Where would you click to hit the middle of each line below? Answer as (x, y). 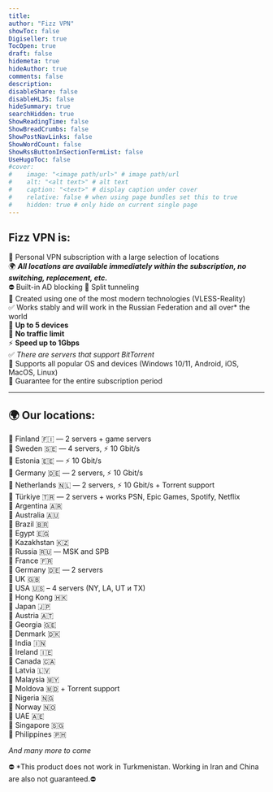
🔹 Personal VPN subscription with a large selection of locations (114, 258)
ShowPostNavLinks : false (50, 136)
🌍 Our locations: (52, 415)
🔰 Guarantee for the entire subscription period (85, 381)
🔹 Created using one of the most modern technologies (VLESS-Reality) (127, 299)
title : (19, 16)
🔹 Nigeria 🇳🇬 (31, 698)
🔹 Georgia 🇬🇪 (32, 625)
